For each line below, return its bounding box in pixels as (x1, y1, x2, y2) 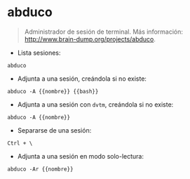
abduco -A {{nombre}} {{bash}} (7, 88, 99, 95)
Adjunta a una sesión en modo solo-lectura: (17, 152, 144, 160)
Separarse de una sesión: (17, 126, 92, 134)
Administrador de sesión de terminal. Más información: (24, 27, 184, 36)
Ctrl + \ (7, 140, 33, 147)
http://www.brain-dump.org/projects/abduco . (24, 34, 156, 43)
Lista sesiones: (17, 48, 61, 57)
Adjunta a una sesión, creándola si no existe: (17, 74, 147, 83)
